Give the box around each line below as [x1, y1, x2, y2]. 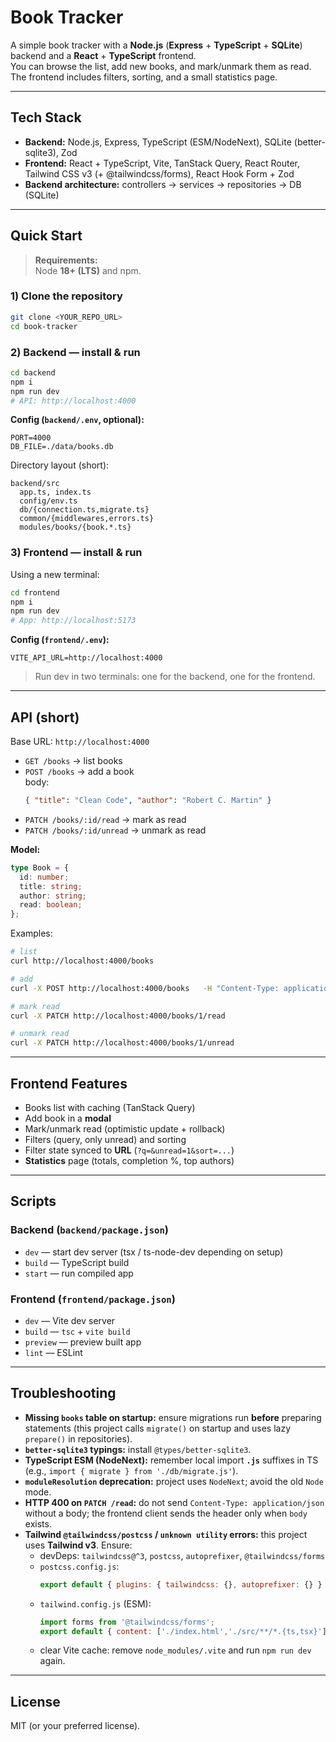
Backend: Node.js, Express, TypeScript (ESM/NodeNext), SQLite [24, 136, 292, 148]
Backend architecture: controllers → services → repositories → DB [24, 178, 302, 190]
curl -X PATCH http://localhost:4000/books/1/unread [10, 1038, 235, 1048]
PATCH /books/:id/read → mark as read [24, 813, 187, 825]
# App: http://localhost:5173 [10, 616, 137, 626]
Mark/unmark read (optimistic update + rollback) [24, 1122, 226, 1135]
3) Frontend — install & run [10, 546, 143, 560]
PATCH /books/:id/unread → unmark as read [24, 824, 207, 836]
